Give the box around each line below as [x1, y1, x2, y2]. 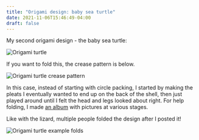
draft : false [6, 20, 40, 26]
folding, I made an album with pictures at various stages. [6, 103, 148, 111]
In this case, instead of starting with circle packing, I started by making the [6, 84, 194, 91]
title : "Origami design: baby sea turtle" [6, 9, 116, 15]
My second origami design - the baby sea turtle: [6, 37, 127, 44]
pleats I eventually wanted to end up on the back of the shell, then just [6, 91, 183, 98]
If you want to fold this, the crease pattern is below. [6, 60, 135, 68]
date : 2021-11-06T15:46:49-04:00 [6, 15, 91, 21]
